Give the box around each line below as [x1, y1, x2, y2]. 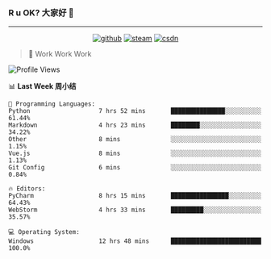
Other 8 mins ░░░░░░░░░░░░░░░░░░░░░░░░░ [8, 136, 262, 144]
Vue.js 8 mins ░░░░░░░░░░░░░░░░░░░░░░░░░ [8, 149, 262, 158]
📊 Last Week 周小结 [8, 81, 77, 91]
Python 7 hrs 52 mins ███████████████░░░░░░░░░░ [8, 107, 262, 115]
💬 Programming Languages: [8, 100, 95, 108]
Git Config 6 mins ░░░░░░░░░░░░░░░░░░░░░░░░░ [8, 164, 262, 172]
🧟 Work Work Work [27, 49, 92, 59]
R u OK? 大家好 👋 [8, 6, 74, 18]
